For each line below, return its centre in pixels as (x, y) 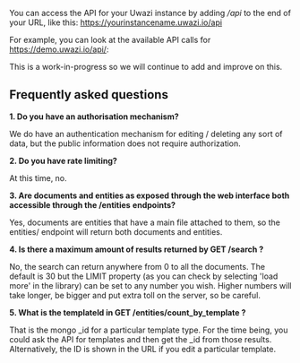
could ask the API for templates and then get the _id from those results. (141, 339)
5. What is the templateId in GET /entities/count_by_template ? (128, 312)
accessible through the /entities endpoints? (93, 204)
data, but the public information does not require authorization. (125, 143)
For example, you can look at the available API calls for (110, 40)
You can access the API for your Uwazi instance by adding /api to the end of (150, 13)
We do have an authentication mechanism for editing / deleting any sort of (146, 134)
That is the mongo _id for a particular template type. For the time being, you (149, 330)
